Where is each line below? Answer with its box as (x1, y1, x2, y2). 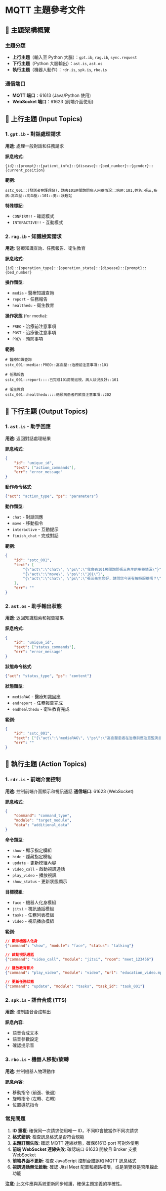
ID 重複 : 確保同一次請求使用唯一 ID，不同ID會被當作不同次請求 (12, 1127, 138, 1133)
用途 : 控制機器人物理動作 (5, 1068, 55, 1074)
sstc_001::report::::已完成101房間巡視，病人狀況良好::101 (5, 377, 119, 382)
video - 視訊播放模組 (12, 918, 54, 924)
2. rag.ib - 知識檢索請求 (5, 233, 62, 240)
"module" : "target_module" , (14, 818, 72, 823)
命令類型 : (5, 836, 24, 842)
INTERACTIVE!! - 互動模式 (12, 219, 63, 225)
